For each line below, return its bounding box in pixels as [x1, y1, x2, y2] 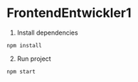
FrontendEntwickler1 [6, 5, 132, 21]
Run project [16, 54, 51, 63]
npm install [6, 42, 42, 49]
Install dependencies [16, 28, 79, 37]
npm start [6, 68, 36, 75]
